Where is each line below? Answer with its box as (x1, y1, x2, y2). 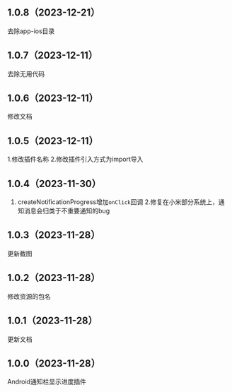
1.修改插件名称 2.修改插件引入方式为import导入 (7, 155, 144, 164)
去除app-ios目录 (7, 27, 55, 35)
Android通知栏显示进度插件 (7, 377, 86, 386)
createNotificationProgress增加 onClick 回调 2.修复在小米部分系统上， (17, 198, 219, 206)
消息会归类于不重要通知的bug (23, 207, 110, 215)
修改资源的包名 (7, 292, 51, 300)
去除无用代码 (7, 69, 45, 78)
